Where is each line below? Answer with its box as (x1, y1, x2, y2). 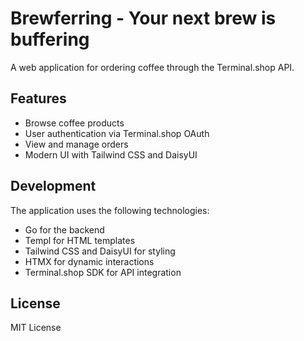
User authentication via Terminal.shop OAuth (24, 127, 210, 139)
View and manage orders (24, 138, 129, 150)
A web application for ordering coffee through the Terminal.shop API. (10, 61, 295, 73)
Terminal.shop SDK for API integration (24, 266, 182, 278)
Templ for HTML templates (24, 234, 136, 246)
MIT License (10, 322, 62, 334)
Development (10, 178, 97, 195)
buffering (10, 28, 90, 51)
